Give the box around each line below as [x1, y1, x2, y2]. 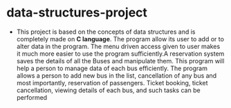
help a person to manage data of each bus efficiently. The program [16, 64, 208, 72]
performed [16, 93, 48, 101]
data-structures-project [6, 5, 148, 21]
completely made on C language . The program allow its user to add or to [16, 34, 224, 43]
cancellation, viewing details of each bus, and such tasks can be [16, 86, 201, 94]
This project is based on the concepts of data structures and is [16, 28, 196, 36]
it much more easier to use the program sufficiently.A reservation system [16, 50, 225, 58]
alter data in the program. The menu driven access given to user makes [16, 42, 221, 50]
